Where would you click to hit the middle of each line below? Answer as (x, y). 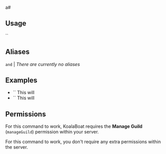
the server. (17, 147)
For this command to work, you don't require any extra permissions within (83, 142)
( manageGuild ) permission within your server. (52, 132)
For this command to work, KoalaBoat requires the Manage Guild (74, 126)
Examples (21, 81)
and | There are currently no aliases (43, 64)
